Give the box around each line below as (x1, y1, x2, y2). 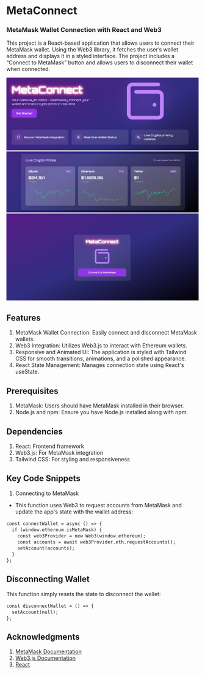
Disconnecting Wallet (6, 574, 90, 585)
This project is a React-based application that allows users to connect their (6, 39, 195, 47)
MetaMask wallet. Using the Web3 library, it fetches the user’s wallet (6, 46, 179, 53)
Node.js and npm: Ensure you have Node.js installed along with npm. (15, 409, 188, 416)
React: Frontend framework (15, 442, 84, 450)
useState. (15, 368, 40, 376)
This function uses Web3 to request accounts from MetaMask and (15, 501, 182, 509)
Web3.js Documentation (15, 654, 76, 662)
